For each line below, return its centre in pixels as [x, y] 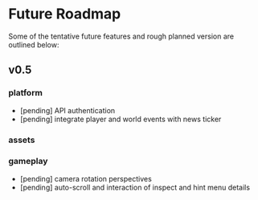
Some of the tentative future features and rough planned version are [121, 36]
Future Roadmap [65, 14]
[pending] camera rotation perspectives [86, 178]
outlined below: [34, 44]
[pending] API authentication [68, 110]
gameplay [28, 161]
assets [22, 140]
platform [25, 93]
